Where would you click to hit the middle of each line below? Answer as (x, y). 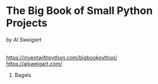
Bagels (23, 75)
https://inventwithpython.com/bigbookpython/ (62, 58)
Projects (27, 23)
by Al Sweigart (24, 40)
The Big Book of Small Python (80, 11)
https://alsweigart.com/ (34, 64)
